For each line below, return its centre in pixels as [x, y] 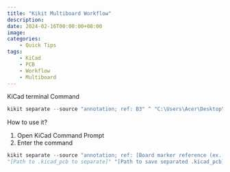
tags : [15, 52]
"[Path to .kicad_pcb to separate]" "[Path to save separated [98, 162]
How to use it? [27, 122]
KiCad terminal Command [43, 97]
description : [26, 20]
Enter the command [45, 143]
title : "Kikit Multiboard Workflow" [59, 13]
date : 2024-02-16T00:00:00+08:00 [55, 26]
